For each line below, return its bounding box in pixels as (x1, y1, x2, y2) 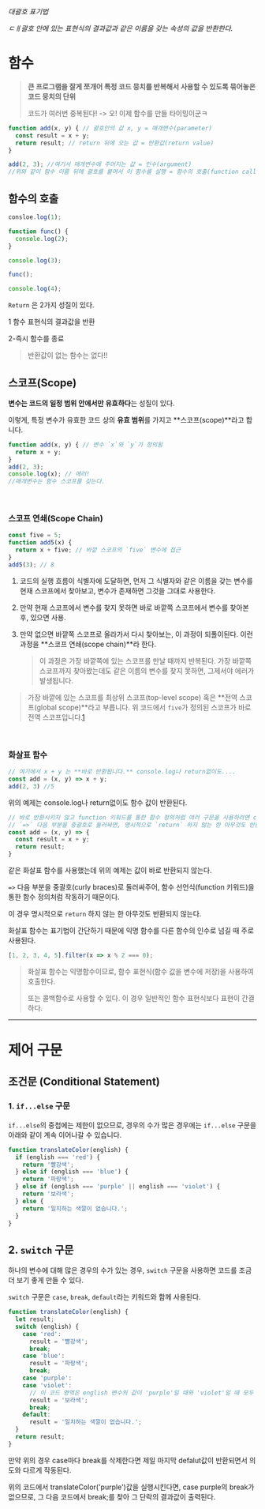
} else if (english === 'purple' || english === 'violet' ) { (15, 1183, 221, 1191)
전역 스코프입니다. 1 (27, 712, 85, 721)
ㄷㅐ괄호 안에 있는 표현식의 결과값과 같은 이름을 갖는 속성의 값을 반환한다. (8, 24, 233, 33)
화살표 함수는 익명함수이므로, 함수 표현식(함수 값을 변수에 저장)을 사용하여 (27, 966, 254, 976)
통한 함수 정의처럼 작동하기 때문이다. (8, 892, 120, 902)
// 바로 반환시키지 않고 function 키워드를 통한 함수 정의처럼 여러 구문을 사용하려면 (8, 813, 250, 822)
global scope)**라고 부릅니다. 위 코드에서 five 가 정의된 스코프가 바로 (36, 702, 252, 712)
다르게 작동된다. (22, 1465, 72, 1475)
